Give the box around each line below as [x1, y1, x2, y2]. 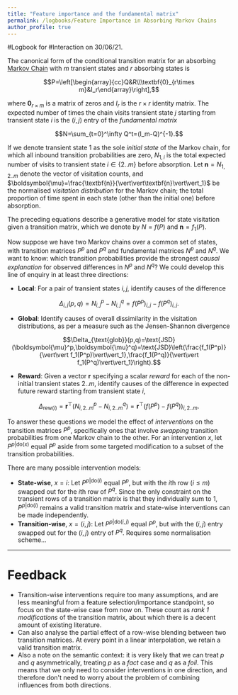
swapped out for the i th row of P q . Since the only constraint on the [17, 486, 212, 496]
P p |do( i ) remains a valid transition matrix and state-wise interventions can [17, 502, 230, 512]
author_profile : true [7, 23, 72, 30]
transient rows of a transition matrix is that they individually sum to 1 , [17, 495, 218, 503]
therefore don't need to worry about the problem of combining [17, 674, 200, 682]
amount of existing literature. [17, 621, 102, 629]
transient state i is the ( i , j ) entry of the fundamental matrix [7, 116, 178, 125]
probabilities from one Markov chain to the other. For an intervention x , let [7, 434, 222, 442]
